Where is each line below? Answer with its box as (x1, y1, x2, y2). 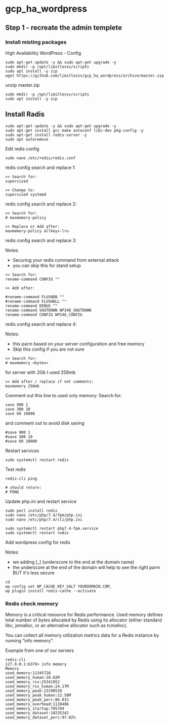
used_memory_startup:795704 (5, 706, 65, 711)
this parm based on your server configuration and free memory (12, 340, 145, 347)
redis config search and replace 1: (5, 164, 76, 170)
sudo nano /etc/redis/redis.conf (5, 155, 76, 160)
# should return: (5, 485, 42, 490)
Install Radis (5, 110, 45, 119)
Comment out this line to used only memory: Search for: (5, 392, 122, 398)
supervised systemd (5, 192, 47, 197)
